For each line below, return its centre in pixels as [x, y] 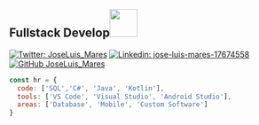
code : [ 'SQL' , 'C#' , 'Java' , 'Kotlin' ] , [91, 88]
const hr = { [33, 80]
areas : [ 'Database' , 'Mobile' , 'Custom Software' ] [113, 105]
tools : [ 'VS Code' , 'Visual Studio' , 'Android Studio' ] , [125, 97]
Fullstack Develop [60, 33]
